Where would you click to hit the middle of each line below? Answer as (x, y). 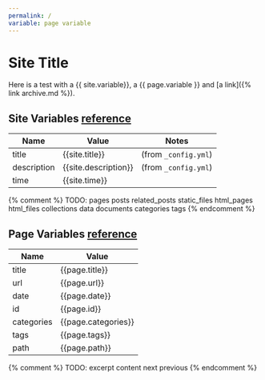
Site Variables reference (70, 118)
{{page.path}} (85, 348)
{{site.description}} (98, 167)
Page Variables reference (73, 234)
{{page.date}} (85, 296)
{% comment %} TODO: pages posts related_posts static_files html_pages (131, 200)
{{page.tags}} (85, 335)
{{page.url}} (82, 283)
